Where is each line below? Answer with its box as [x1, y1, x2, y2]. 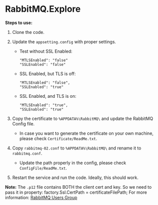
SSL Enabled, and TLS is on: [19, 93, 77, 99]
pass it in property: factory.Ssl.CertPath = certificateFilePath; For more [5, 189, 147, 195]
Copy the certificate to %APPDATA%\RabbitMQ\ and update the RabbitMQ [12, 116, 153, 121]
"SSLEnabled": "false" [19, 62, 66, 67]
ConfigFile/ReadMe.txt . [19, 165, 67, 171]
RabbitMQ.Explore [5, 3, 81, 15]
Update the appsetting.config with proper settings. [12, 38, 116, 45]
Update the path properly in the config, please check [19, 160, 126, 166]
